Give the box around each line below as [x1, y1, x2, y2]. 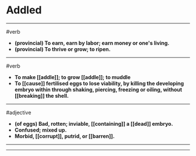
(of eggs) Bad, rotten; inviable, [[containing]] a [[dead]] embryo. [14, 120, 173, 127]
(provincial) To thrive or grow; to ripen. [14, 45, 111, 52]
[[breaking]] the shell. [14, 92, 69, 99]
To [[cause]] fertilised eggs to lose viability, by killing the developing [14, 80, 184, 87]
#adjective [6, 109, 32, 116]
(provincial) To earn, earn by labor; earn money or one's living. [14, 39, 170, 47]
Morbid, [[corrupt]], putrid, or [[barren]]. [14, 132, 115, 140]
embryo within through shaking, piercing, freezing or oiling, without [14, 86, 183, 93]
